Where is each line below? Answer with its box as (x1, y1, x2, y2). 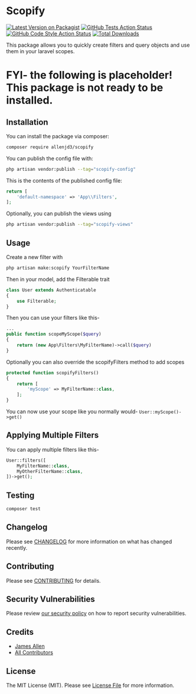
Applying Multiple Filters (6, 430, 99, 440)
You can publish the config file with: (6, 155, 93, 162)
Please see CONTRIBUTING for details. (6, 577, 102, 584)
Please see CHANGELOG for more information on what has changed (6, 538, 172, 545)
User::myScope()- (139, 409, 182, 415)
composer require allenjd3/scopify (6, 144, 94, 150)
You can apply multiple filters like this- (6, 446, 99, 453)
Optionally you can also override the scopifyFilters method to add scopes (6, 358, 185, 365)
